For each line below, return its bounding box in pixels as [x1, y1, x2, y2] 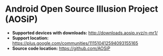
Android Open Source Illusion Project [5, 3, 159, 15]
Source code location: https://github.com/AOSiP [12, 45, 111, 51]
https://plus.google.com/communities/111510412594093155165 [12, 40, 138, 46]
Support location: [12, 35, 49, 41]
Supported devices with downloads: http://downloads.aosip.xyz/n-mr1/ [12, 30, 158, 36]
